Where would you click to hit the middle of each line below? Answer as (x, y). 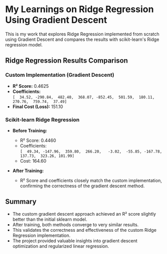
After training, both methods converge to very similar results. (75, 224)
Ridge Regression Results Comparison (67, 61)
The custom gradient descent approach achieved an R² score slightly (84, 214)
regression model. (24, 44)
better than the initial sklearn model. (50, 219)
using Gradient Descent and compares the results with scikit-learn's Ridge (82, 39)
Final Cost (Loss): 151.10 (38, 107)
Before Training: (30, 130)
